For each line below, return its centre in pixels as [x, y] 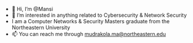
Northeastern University [41, 27]
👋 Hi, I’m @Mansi [32, 9]
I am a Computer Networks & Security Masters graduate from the [91, 21]
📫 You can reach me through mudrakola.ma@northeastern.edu [89, 34]
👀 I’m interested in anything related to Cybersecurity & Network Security [99, 15]
